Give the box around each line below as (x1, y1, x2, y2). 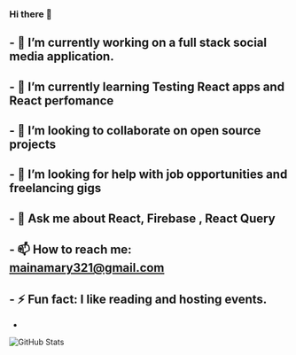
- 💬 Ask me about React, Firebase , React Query (9, 211, 277, 226)
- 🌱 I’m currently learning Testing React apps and (9, 79, 285, 94)
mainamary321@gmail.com (9, 260, 165, 275)
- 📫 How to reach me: (9, 243, 132, 258)
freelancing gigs (9, 181, 102, 196)
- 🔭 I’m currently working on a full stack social (9, 35, 268, 50)
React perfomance (9, 93, 114, 108)
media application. (9, 49, 114, 65)
